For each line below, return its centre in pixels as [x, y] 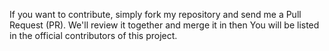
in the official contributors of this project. [93, 35]
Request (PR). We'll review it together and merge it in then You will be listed [164, 25]
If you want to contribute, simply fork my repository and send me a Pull [155, 14]
